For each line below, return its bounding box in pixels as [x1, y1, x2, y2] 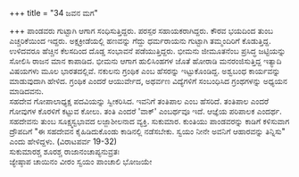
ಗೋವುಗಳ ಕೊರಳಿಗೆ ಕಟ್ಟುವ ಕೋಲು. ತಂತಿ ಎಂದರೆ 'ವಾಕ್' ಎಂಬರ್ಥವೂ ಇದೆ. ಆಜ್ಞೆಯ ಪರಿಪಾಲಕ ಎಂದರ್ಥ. [9, 106, 283, 116]
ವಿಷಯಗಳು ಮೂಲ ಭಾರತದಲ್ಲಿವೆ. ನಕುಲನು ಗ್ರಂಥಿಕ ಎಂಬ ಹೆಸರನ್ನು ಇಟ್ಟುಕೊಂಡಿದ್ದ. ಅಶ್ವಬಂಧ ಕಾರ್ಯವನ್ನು [9, 66, 281, 76]
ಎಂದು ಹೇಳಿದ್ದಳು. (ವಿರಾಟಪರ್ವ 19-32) [9, 136, 118, 147]
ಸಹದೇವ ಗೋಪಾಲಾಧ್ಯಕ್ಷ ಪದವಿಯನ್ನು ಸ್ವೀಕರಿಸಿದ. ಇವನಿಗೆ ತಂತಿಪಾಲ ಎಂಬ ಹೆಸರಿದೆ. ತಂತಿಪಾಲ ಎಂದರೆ [9, 96, 270, 106]
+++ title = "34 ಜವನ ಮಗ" [9, 8, 98, 18]
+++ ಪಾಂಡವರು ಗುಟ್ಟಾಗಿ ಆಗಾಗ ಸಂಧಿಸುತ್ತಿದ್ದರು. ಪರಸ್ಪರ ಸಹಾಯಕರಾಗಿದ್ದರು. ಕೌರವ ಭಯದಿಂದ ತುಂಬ [9, 26, 274, 36]
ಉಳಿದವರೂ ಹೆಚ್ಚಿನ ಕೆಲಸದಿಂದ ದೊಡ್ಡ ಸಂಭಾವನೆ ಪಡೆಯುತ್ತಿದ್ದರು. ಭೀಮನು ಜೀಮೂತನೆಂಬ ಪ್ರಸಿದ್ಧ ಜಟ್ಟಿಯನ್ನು [9, 46, 287, 56]
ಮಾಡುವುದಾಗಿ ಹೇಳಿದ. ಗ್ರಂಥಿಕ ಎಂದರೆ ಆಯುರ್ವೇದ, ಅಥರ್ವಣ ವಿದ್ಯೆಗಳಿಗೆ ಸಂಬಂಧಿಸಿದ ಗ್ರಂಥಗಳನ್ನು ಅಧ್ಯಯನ [9, 76, 287, 86]
